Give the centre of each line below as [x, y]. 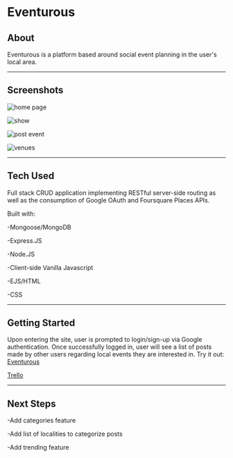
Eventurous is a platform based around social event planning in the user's [112, 54]
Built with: [21, 214]
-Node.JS [21, 254]
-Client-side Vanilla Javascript [50, 267]
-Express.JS [25, 240]
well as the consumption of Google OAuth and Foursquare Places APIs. [109, 200]
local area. [22, 62]
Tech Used [31, 176]
